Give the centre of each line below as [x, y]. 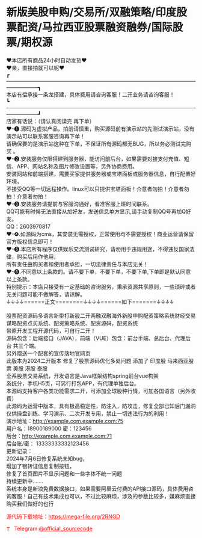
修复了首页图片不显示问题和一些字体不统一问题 [64, 474]
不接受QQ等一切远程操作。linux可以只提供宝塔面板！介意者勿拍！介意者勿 [98, 189]
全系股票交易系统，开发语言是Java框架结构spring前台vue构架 [83, 376]
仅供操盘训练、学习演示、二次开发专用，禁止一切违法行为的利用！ [88, 413]
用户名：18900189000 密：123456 [49, 428]
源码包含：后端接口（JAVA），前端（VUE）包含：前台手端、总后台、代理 [96, 338]
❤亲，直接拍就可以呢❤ [35, 67]
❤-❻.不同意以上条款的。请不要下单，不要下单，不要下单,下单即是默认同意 [99, 271]
